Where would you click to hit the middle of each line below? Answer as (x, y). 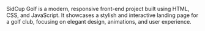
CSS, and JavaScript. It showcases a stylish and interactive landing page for (102, 15)
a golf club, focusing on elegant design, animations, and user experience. (99, 22)
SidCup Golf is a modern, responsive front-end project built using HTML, (98, 9)
